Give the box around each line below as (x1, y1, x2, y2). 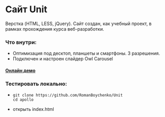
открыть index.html (12, 106, 55, 112)
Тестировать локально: (5, 80, 67, 87)
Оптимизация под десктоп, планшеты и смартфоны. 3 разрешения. (12, 50, 160, 57)
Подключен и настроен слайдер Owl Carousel (12, 56, 113, 62)
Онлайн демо (5, 67, 36, 74)
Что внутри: (5, 38, 37, 45)
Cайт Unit (5, 4, 48, 15)
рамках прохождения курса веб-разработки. (5, 26, 104, 32)
